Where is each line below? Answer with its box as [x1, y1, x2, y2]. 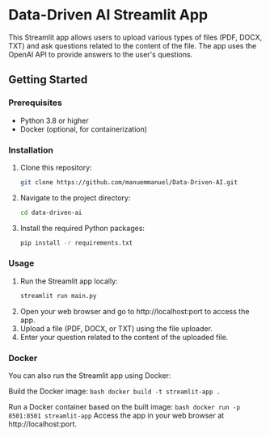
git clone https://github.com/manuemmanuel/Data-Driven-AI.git [19, 178, 238, 187]
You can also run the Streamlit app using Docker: [8, 371, 171, 380]
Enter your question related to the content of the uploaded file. [19, 332, 229, 342]
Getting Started [8, 73, 88, 86]
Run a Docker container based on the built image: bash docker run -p [8, 402, 241, 412]
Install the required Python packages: [19, 223, 146, 233]
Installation [8, 144, 54, 155]
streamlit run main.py [19, 292, 97, 300]
